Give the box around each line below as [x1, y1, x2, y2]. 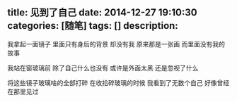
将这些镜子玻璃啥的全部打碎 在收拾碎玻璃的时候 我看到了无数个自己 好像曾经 [7, 78, 230, 87]
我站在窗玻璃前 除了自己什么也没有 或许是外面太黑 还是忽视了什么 [7, 63, 199, 72]
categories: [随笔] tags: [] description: [7, 20, 178, 32]
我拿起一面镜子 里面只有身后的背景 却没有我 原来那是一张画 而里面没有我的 [7, 39, 225, 48]
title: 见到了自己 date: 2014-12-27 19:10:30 [7, 6, 197, 19]
